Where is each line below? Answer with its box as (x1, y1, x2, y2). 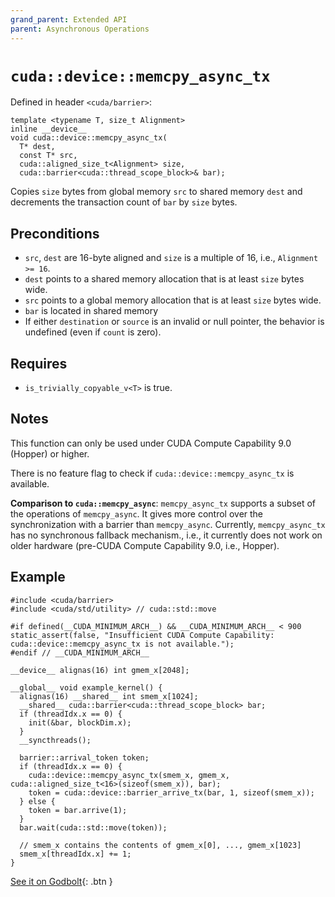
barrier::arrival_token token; (19, 752, 150, 763)
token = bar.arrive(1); (28, 805, 128, 815)
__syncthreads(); (19, 735, 92, 745)
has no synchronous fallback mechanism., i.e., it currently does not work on (10, 529, 323, 541)
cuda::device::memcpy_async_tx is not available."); (10, 639, 235, 649)
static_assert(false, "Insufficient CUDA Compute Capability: (10, 630, 275, 640)
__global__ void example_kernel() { (10, 682, 163, 693)
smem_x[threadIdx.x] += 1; (19, 849, 132, 859)
